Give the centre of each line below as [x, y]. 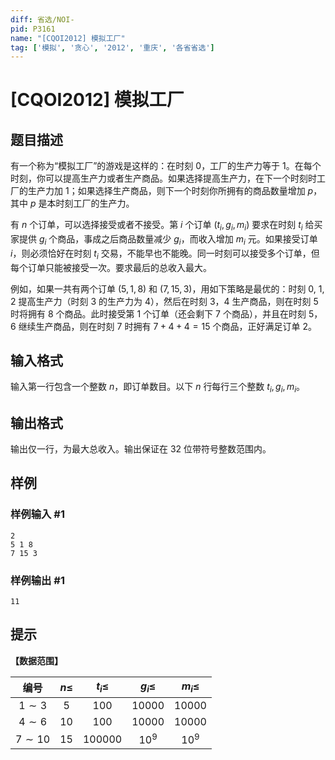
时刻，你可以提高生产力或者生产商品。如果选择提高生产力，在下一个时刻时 [163, 178]
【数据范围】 [36, 660]
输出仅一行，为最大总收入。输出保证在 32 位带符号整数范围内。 [141, 449]
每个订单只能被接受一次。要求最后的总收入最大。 [111, 267]
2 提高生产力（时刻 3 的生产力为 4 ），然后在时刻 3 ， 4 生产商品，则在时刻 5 [164, 301]
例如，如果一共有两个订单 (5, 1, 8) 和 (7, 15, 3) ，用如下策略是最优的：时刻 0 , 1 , [167, 288]
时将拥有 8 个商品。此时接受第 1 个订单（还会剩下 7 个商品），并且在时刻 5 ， [166, 313]
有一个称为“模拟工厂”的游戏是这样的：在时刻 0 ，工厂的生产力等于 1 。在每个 [166, 166]
